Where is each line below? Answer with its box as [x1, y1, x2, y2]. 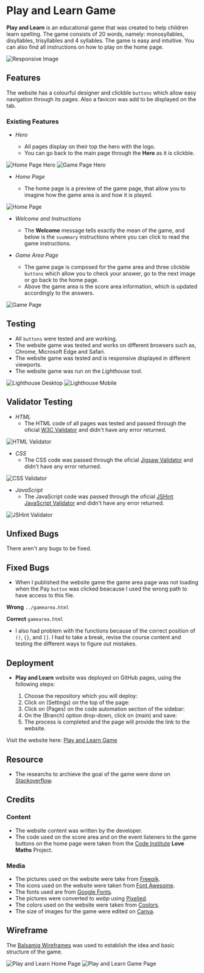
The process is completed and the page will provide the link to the [24, 718, 191, 726]
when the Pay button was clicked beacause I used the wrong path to [15, 585, 188, 592]
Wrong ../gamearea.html [6, 603, 69, 611]
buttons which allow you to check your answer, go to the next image [24, 270, 196, 278]
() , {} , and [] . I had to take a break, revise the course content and [15, 634, 181, 641]
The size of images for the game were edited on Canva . [15, 907, 155, 915]
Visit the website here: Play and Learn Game [6, 736, 118, 744]
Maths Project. [15, 846, 53, 853]
